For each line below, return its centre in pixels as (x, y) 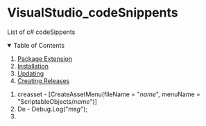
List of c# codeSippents (41, 32)
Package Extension (45, 58)
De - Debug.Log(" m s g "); (52, 109)
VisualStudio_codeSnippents (93, 13)
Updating (31, 73)
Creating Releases (43, 80)
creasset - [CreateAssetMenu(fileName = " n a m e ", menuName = (109, 94)
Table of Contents (39, 45)
